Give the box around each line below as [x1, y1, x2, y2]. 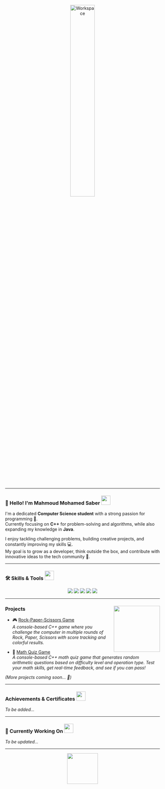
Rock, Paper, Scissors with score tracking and [12, 634, 106, 640]
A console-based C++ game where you [12, 624, 93, 630]
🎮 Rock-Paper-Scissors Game [12, 617, 75, 622]
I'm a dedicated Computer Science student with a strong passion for [5, 511, 145, 517]
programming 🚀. [5, 516, 38, 522]
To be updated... [5, 739, 39, 745]
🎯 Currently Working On [5, 728, 63, 734]
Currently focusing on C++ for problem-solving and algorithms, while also [5, 521, 155, 527]
